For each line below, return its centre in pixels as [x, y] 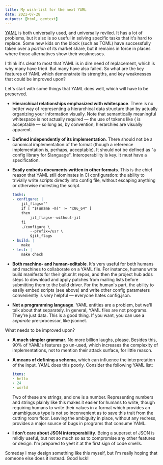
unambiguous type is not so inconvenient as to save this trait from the [83, 413]
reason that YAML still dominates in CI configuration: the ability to [78, 175]
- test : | [22, 250]
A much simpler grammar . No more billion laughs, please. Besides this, [84, 340]
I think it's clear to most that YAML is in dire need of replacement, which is [80, 63]
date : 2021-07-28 [23, 14]
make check [32, 254]
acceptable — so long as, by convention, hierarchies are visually [77, 124]
